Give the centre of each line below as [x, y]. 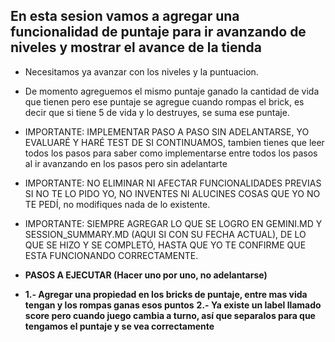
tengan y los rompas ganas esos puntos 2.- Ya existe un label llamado [173, 305]
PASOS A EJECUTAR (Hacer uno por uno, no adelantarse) [146, 275]
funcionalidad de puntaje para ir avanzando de [158, 32]
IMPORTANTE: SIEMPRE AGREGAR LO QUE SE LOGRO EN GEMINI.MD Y [173, 223]
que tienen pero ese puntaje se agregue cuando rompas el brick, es [164, 101]
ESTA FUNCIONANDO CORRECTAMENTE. [111, 255]
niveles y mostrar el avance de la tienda [136, 47]
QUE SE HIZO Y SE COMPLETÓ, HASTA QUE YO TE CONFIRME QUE [165, 245]
